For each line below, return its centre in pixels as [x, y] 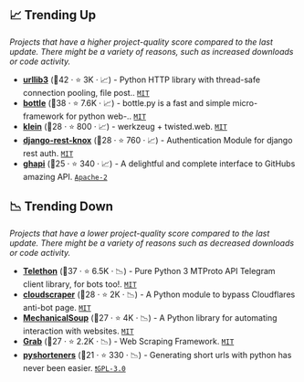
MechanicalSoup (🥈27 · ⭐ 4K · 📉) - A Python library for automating [150, 317]
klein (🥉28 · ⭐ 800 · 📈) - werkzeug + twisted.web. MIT [125, 126]
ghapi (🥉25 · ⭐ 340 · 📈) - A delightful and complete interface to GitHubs [159, 164]
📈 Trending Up [53, 15]
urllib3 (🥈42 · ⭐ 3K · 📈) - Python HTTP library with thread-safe [142, 80]
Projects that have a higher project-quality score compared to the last [142, 42]
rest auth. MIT [48, 153]
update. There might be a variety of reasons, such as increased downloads [152, 51]
